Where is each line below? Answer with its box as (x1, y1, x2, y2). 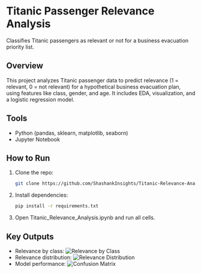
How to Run (6, 153, 50, 163)
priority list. (6, 43, 35, 51)
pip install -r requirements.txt (14, 203, 99, 209)
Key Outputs (6, 232, 54, 242)
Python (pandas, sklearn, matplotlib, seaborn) (14, 129, 128, 136)
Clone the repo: (14, 169, 54, 176)
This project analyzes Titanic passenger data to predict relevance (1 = (6, 76, 179, 84)
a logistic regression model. (6, 96, 75, 103)
